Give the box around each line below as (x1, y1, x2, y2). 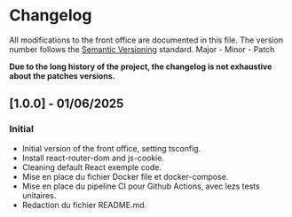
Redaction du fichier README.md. (21, 199, 147, 210)
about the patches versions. (9, 70, 115, 81)
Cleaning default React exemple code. (21, 161, 162, 173)
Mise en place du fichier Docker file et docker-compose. (21, 171, 229, 182)
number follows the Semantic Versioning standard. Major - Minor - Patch (9, 43, 275, 54)
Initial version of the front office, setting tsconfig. (21, 143, 201, 153)
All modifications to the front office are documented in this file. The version (9, 35, 284, 45)
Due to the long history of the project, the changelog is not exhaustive (9, 61, 272, 72)
